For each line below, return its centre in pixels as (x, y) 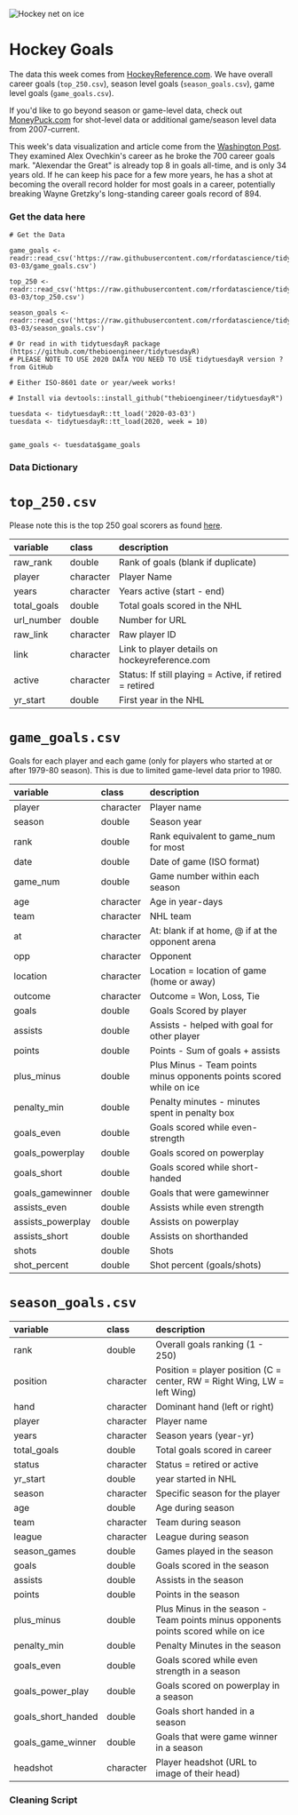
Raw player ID (147, 635)
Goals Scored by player (198, 1011)
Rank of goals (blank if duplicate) (188, 563)
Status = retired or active (207, 1464)
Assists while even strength (207, 1207)
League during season (202, 1536)
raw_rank (33, 563)
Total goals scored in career (214, 1450)
